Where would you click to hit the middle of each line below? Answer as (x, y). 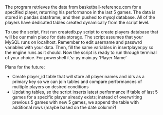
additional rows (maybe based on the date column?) (64, 107)
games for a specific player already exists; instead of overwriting (77, 97)
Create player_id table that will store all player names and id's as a (78, 76)
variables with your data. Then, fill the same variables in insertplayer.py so (79, 47)
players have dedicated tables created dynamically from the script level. (77, 22)
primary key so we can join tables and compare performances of (77, 82)
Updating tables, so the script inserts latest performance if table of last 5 (85, 92)
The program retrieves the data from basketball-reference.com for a (73, 7)
